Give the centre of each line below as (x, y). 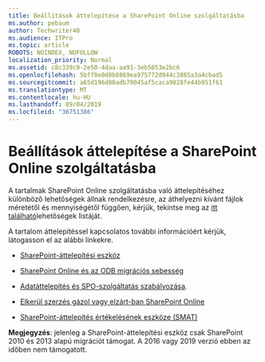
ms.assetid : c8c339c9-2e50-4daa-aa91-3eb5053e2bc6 (94, 68)
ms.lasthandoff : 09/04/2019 (55, 104)
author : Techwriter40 (44, 30)
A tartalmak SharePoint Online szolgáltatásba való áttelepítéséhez (117, 190)
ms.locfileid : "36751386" (51, 112)
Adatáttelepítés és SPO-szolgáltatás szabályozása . (103, 286)
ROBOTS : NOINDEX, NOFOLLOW (53, 53)
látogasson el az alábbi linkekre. (61, 239)
